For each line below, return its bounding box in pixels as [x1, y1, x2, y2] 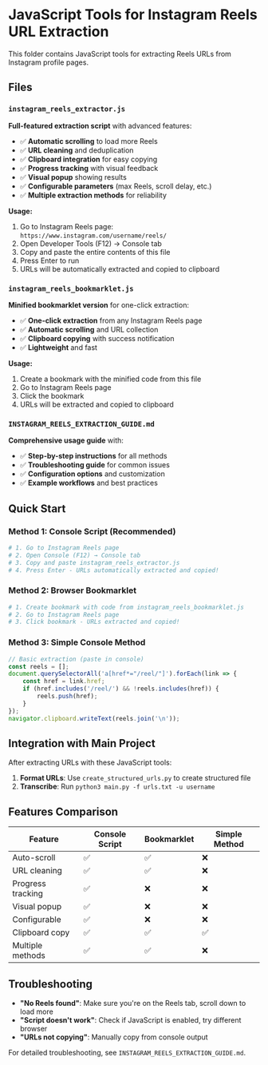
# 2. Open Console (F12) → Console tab [8, 551, 141, 559]
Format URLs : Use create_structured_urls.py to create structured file [19, 773, 251, 783]
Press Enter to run [19, 256, 80, 265]
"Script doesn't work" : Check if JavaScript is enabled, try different [19, 1015, 242, 1024]
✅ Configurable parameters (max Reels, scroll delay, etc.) [19, 181, 212, 191]
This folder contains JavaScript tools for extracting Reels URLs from [8, 49, 231, 58]
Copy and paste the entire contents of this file [19, 247, 171, 256]
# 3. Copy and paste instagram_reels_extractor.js [8, 558, 180, 566]
